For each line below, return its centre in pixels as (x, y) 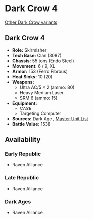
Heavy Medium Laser (42, 92)
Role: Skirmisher (29, 50)
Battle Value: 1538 (31, 124)
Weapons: (23, 82)
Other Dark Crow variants (31, 22)
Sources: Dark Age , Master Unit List (50, 119)
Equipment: (25, 103)
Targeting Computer (40, 113)
